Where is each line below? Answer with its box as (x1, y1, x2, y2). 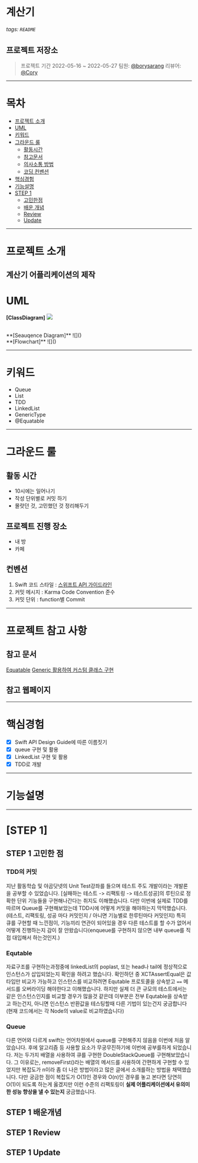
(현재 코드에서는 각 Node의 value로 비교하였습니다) (6, 1007, 125, 1014)
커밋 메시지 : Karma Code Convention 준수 (14, 588, 115, 595)
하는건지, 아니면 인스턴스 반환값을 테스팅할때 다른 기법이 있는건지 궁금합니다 (12, 1000, 187, 1007)
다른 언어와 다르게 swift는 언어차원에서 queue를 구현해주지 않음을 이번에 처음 (6, 1037, 184, 1044)
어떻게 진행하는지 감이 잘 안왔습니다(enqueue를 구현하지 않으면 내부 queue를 (6, 926, 184, 933)
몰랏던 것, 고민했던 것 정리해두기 (14, 502, 89, 509)
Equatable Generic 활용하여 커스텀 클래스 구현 (6, 666, 114, 673)
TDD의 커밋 (6, 868, 37, 876)
